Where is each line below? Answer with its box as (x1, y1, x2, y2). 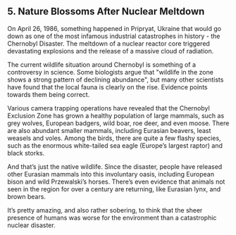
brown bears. (7, 192, 46, 201)
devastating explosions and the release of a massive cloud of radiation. (7, 46, 214, 55)
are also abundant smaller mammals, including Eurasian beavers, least (7, 126, 211, 134)
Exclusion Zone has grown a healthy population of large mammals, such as (7, 111, 225, 120)
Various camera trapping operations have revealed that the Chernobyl (7, 103, 210, 112)
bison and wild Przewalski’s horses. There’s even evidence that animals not (7, 177, 225, 186)
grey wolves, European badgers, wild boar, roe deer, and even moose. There (7, 119, 230, 127)
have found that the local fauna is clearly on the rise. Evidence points (7, 82, 208, 91)
